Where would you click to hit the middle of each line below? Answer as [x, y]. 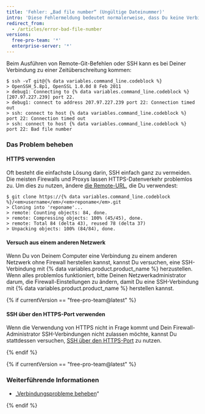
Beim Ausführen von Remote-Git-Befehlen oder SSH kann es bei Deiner [96, 63]
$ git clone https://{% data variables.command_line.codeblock [88, 197]
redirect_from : [26, 23]
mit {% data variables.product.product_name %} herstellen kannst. [90, 288]
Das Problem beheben [40, 144]
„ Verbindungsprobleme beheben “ [57, 393]
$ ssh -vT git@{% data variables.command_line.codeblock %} [85, 81]
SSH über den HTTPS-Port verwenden [56, 314]
